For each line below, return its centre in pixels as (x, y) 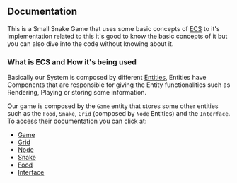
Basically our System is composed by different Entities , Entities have (107, 78)
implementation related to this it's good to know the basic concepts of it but (117, 36)
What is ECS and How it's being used (72, 61)
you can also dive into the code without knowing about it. (91, 43)
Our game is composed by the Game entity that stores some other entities (113, 106)
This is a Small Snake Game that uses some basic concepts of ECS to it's (114, 28)
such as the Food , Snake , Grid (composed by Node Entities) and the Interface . (119, 114)
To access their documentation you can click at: (77, 121)
